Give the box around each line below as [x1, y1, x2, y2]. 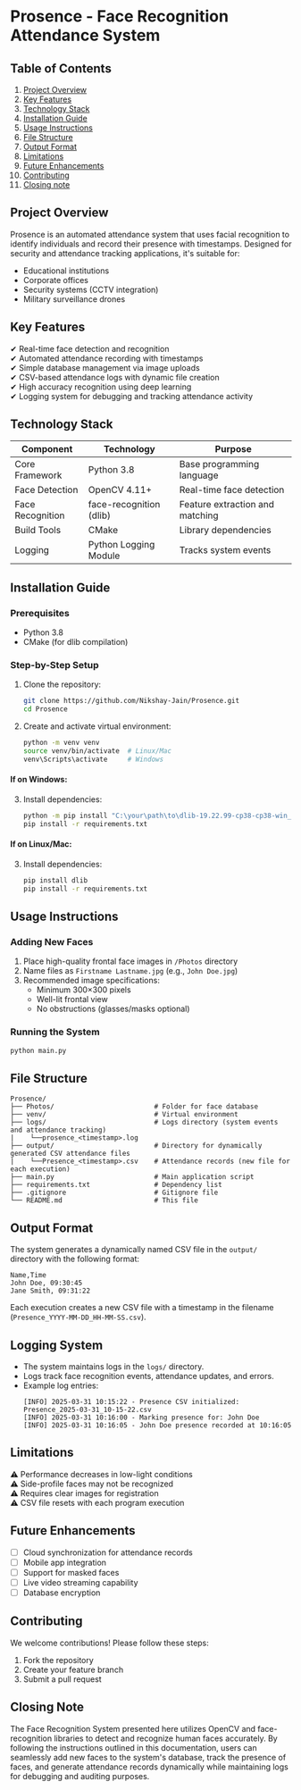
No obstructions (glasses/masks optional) [36, 1003, 190, 1015]
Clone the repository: [22, 679, 102, 690]
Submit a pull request [22, 1673, 102, 1685]
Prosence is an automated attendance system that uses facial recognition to [10, 229, 289, 239]
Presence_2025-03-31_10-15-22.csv [22, 1405, 152, 1414]
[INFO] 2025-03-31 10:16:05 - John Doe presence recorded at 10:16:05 [22, 1421, 292, 1430]
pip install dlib [22, 875, 88, 885]
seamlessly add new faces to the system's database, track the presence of [10, 1752, 287, 1762]
